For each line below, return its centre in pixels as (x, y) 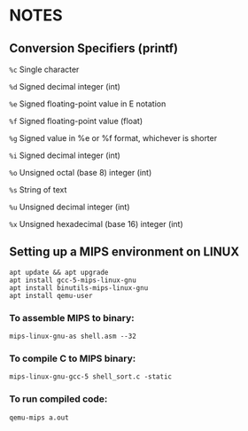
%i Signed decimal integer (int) (65, 155)
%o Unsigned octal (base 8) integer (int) (81, 172)
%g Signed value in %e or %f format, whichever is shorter (113, 138)
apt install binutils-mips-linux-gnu (79, 288)
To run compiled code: (58, 399)
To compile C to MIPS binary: (73, 358)
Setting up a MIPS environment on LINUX (124, 252)
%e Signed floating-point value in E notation (88, 104)
